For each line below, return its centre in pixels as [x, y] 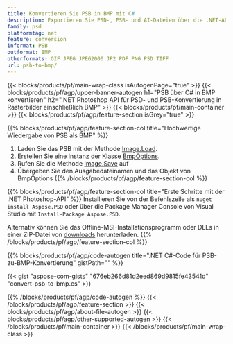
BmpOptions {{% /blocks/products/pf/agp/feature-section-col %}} [112, 178]
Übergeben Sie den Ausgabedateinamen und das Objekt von [104, 171]
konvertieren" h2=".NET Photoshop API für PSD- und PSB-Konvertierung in [114, 100]
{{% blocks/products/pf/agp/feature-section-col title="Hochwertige [104, 128]
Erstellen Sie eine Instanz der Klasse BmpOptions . [88, 156]
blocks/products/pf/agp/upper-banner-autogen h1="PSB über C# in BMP [111, 92]
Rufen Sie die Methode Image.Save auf [73, 163]
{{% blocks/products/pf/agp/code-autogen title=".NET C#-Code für [104, 255]
